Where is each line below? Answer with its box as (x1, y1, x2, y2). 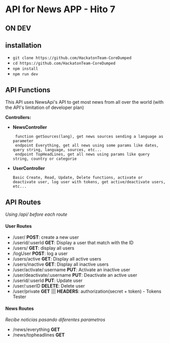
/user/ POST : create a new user (12, 234, 79, 240)
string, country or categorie (12, 156, 77, 161)
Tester (12, 294, 26, 300)
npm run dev (12, 72, 38, 77)
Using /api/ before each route (5, 211, 68, 217)
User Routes (5, 223, 32, 229)
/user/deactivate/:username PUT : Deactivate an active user (12, 272, 137, 278)
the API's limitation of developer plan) (5, 104, 84, 110)
